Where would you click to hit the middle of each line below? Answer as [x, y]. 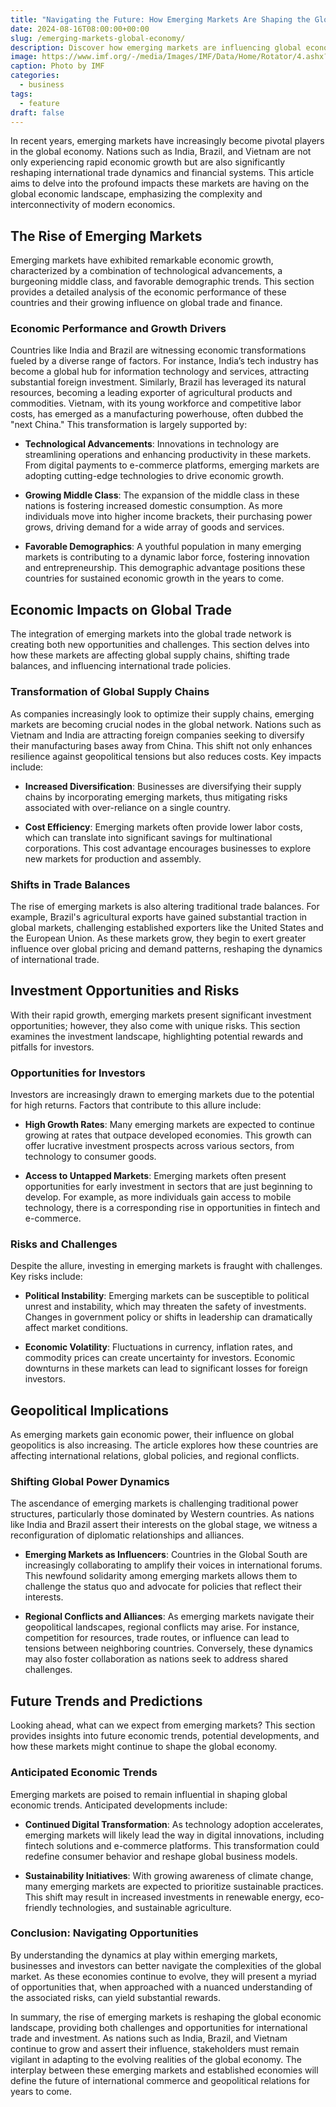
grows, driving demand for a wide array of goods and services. [154, 527]
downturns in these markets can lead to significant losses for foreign [166, 1368]
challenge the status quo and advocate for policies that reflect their [163, 1587]
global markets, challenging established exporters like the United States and [167, 927]
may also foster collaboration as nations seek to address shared [156, 1659]
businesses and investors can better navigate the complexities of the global [166, 1965]
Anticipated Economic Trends [84, 1773]
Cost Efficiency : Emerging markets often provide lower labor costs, [163, 827]
